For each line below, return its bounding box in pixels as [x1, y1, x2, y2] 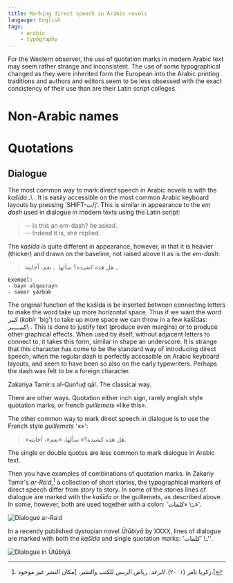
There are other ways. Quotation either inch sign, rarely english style [8, 394, 203, 402]
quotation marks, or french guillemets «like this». [8, 401, 147, 409]
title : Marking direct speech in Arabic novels [8, 10, 148, 17]
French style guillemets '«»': [8, 422, 88, 430]
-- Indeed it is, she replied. [24, 229, 101, 237]
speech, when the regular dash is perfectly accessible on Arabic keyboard [8, 352, 220, 361]
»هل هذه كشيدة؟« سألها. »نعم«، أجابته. [24, 436, 127, 444]
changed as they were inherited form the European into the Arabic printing [8, 70, 220, 78]
